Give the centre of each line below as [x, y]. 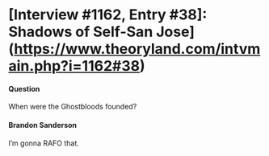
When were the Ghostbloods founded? [73, 107]
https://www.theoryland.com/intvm [137, 49]
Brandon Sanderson [43, 125]
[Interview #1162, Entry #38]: [108, 15]
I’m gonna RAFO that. [44, 143]
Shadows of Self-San [81, 32]
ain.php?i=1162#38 [74, 66]
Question [24, 88]
